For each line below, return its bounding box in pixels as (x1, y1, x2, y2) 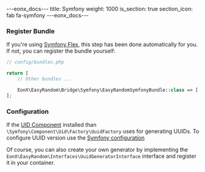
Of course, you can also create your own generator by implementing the (6, 146, 188, 153)
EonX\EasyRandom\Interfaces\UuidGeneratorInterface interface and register (6, 152, 197, 160)
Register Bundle (6, 27, 55, 36)
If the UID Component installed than (6, 121, 97, 128)
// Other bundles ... (17, 76, 72, 82)
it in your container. (6, 159, 55, 166)
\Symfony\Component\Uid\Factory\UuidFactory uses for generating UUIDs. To (6, 127, 199, 135)
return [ (6, 70, 29, 77)
